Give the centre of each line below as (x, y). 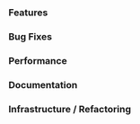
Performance (38, 60)
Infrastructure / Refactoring (70, 109)
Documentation (43, 84)
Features (28, 13)
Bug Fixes (31, 36)
